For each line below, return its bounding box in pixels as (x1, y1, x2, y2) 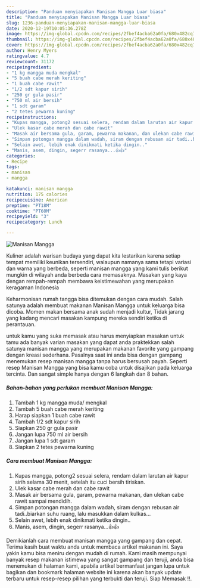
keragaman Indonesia (6, 284, 60, 291)
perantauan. (6, 321, 36, 328)
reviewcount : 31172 (6, 58, 55, 64)
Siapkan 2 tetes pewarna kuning (14, 443, 94, 450)
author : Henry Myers (6, 48, 58, 54)
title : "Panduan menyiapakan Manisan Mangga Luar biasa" (6, 14, 151, 20)
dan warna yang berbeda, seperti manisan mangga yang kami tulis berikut (6, 265, 189, 272)
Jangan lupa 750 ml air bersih (14, 431, 88, 438)
